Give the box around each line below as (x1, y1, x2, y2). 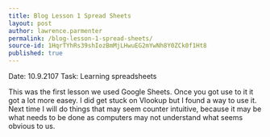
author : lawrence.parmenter (8, 27, 103, 35)
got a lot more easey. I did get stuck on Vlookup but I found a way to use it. (8, 96, 257, 105)
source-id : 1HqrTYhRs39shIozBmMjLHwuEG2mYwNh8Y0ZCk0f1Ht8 (8, 42, 207, 50)
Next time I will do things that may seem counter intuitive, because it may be (8, 104, 262, 114)
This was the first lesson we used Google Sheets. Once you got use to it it (8, 87, 254, 97)
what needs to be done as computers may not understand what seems (8, 113, 243, 122)
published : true (8, 49, 63, 57)
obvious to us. (8, 122, 56, 131)
